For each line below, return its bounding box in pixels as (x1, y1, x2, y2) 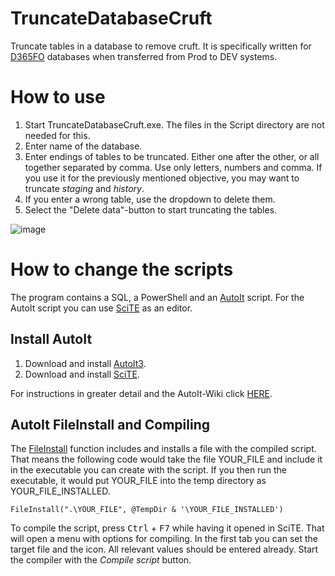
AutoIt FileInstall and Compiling (10, 417, 210, 434)
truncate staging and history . (24, 182, 145, 194)
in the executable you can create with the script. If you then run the (10, 464, 287, 476)
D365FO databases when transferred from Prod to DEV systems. (10, 50, 278, 62)
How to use (10, 86, 106, 109)
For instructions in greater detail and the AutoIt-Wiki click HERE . (10, 387, 273, 399)
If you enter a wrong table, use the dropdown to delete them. (24, 193, 276, 205)
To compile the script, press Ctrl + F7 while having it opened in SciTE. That (10, 522, 325, 534)
